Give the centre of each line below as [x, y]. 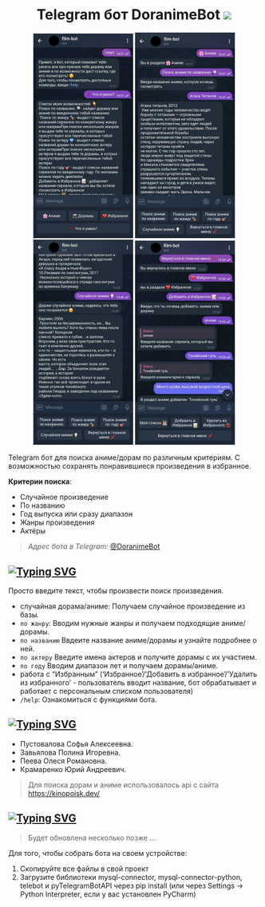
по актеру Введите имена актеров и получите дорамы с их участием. [138, 657]
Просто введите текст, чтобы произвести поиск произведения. [116, 591]
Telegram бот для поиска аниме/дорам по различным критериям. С [125, 457]
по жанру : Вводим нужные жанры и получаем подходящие [120, 624]
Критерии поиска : [40, 481]
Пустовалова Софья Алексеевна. [76, 743]
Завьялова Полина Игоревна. [70, 752]
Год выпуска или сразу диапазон [76, 514]
